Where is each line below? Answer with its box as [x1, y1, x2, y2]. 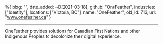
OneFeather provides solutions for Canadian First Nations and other [5, 29, 140, 34]
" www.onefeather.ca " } [5, 15, 51, 20]
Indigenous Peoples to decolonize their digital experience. [5, 33, 121, 39]
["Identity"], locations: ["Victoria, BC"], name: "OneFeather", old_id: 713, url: [5, 9, 156, 15]
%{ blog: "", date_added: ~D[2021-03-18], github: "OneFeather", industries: [5, 4, 156, 10]
